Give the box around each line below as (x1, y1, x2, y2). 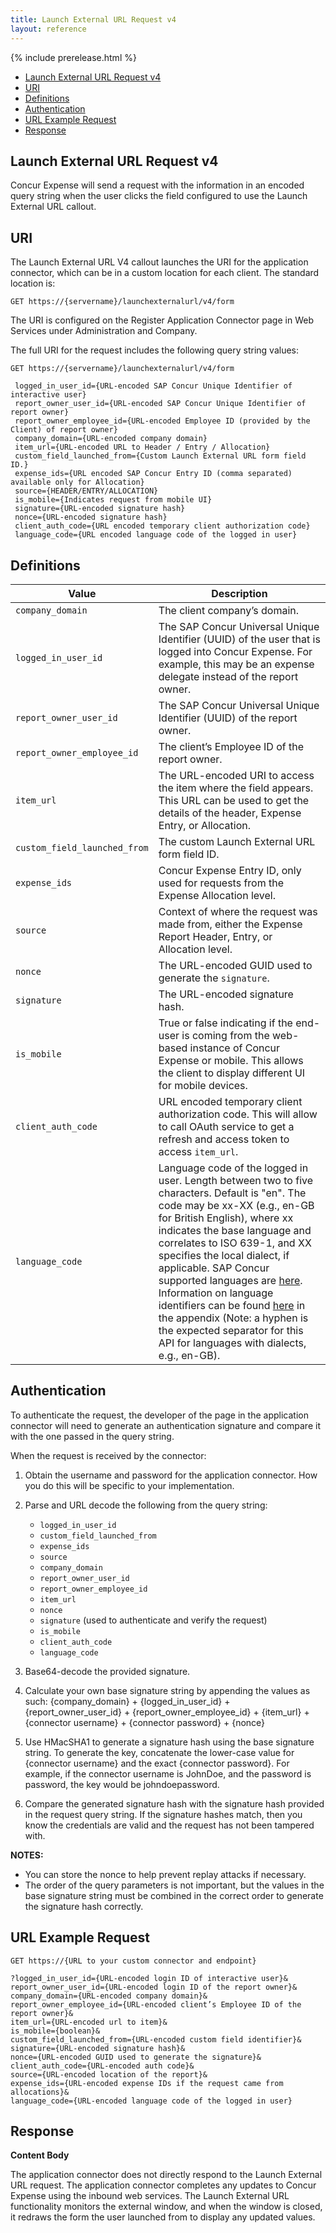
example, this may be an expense (158, 657, 315, 671)
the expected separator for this (158, 1323, 304, 1337)
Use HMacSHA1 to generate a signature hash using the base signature (24, 1736, 315, 1748)
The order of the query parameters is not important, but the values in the (24, 1879, 325, 1891)
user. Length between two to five (158, 1173, 314, 1187)
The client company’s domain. (158, 603, 300, 617)
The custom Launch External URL (158, 834, 316, 848)
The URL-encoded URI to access (158, 768, 315, 782)
